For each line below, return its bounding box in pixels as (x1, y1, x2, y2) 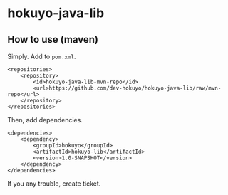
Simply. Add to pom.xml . (7, 52, 76, 60)
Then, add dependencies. (7, 116, 83, 124)
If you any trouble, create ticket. (7, 179, 101, 188)
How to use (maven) (7, 33, 98, 46)
